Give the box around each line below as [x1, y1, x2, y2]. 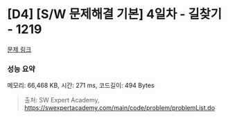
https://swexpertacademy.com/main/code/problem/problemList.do [24, 104, 216, 112]
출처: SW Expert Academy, [24, 96, 100, 104]
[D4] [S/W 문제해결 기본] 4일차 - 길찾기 [7, 6, 222, 22]
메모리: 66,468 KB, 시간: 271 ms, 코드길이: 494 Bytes [7, 81, 155, 90]
